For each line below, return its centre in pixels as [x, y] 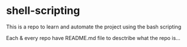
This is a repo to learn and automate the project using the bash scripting [94, 27]
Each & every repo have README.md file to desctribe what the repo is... [93, 38]
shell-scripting [43, 11]
